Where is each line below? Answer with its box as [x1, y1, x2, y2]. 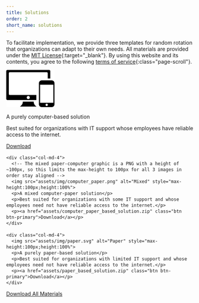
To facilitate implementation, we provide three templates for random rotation [6, 39, 193, 46]
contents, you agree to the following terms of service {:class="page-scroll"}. [6, 58, 192, 65]
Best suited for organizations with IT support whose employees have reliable [6, 125, 194, 132]
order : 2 [6, 15, 28, 22]
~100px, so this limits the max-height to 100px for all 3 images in [6, 167, 182, 173]
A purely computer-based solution [6, 113, 90, 120]
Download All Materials [6, 290, 63, 298]
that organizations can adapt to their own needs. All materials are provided [6, 45, 189, 53]
